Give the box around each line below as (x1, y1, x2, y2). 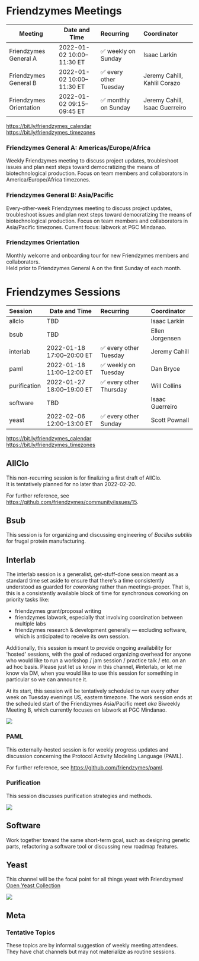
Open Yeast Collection (6, 882, 61, 889)
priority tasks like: (6, 596, 50, 603)
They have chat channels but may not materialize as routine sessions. (6, 948, 176, 956)
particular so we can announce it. (6, 676, 88, 683)
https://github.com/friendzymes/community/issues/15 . (6, 498, 139, 505)
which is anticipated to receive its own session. (14, 633, 130, 640)
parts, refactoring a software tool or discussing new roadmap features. (6, 843, 179, 850)
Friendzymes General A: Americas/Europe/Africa (6, 143, 151, 152)
